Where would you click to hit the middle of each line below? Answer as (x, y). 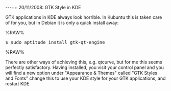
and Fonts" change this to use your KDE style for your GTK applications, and (86, 78)
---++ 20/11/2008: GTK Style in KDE (43, 7)
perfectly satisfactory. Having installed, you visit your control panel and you (85, 67)
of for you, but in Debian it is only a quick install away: (62, 23)
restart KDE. (18, 84)
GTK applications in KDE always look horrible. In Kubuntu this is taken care (84, 17)
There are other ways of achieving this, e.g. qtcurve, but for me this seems (84, 62)
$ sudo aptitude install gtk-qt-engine (55, 42)
